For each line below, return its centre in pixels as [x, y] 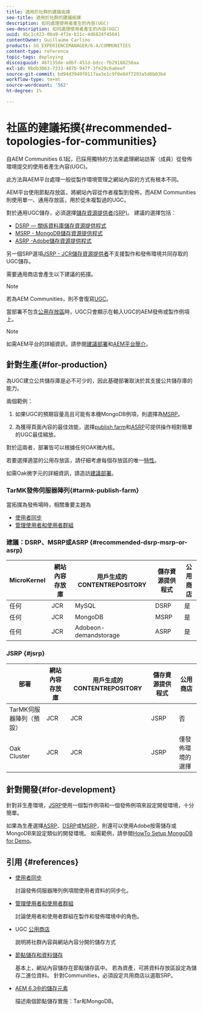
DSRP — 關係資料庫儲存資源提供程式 [61, 226]
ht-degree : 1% [24, 91]
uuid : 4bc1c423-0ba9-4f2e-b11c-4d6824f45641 [63, 35]
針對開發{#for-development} [61, 789]
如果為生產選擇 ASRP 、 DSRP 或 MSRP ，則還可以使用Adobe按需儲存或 [92, 826]
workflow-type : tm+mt [34, 79]
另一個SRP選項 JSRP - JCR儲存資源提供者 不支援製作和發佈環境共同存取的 [97, 254]
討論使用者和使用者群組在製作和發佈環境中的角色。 [79, 916]
